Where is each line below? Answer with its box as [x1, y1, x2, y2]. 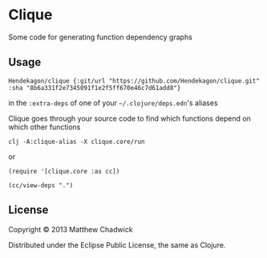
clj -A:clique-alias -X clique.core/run [8, 137, 146, 145]
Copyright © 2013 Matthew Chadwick [8, 224, 134, 234]
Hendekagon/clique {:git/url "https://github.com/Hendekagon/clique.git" [8, 76, 261, 85]
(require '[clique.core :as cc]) [8, 167, 120, 175]
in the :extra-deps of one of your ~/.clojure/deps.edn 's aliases [8, 98, 218, 108]
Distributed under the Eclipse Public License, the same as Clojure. [8, 240, 226, 250]
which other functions [8, 122, 81, 132]
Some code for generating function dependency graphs [8, 32, 192, 42]
